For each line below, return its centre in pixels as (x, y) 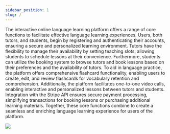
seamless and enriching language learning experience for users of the (79, 111)
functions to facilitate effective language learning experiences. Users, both (84, 35)
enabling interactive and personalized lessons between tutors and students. (85, 89)
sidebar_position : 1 (27, 10)
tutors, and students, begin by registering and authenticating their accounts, (85, 40)
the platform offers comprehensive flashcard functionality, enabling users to (85, 73)
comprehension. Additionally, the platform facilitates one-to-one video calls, (85, 84)
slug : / (14, 15)
